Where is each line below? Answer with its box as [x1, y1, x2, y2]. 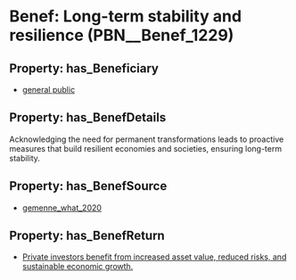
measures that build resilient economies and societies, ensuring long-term [9, 143, 283, 153]
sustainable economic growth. [21, 261, 134, 272]
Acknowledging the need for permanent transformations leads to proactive [9, 134, 284, 144]
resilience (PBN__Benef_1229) [9, 25, 234, 45]
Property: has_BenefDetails [9, 110, 167, 126]
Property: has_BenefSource [9, 178, 168, 194]
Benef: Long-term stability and [9, 6, 243, 27]
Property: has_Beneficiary [9, 61, 159, 76]
